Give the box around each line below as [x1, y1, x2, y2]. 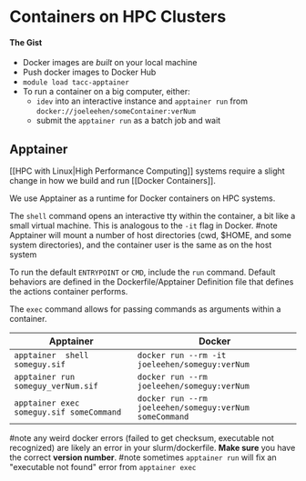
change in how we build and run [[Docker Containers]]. [9, 175, 216, 186]
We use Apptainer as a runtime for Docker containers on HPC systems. [9, 193, 276, 204]
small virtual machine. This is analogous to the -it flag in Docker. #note [9, 220, 278, 231]
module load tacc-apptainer [22, 78, 129, 87]
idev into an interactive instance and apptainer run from [36, 95, 249, 106]
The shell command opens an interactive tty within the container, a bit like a [9, 211, 296, 222]
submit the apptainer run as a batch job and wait [36, 115, 221, 126]
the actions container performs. [9, 286, 128, 297]
